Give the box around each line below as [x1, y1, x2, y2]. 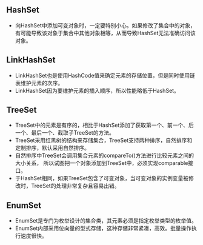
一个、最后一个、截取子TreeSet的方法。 [15, 129, 115, 136]
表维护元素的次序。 [15, 79, 64, 87]
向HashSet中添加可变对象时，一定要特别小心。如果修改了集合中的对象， [15, 21, 196, 29]
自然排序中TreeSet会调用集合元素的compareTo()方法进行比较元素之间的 [15, 152, 195, 159]
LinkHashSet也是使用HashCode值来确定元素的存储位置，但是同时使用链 [15, 72, 196, 79]
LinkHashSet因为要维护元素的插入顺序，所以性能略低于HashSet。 [15, 87, 180, 94]
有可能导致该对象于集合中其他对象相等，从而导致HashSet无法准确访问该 [15, 29, 196, 36]
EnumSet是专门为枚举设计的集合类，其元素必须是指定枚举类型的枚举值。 [15, 217, 197, 224]
